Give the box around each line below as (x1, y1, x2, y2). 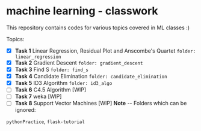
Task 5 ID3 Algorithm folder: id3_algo (14, 80, 113, 87)
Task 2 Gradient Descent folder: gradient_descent (14, 59, 143, 66)
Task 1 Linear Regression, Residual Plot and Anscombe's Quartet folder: (14, 47, 196, 54)
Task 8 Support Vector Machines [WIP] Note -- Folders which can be (14, 100, 187, 107)
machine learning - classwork (6, 4, 158, 18)
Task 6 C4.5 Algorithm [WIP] (14, 86, 87, 93)
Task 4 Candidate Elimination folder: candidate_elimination (14, 73, 167, 80)
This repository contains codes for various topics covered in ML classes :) (6, 24, 190, 31)
